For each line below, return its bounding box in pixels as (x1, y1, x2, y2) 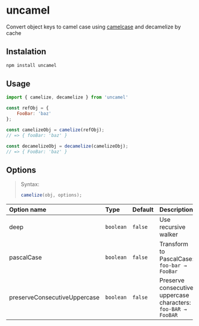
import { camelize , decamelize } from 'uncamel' (6, 94, 129, 101)
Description (159, 206, 194, 214)
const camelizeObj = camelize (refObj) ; (6, 127, 105, 133)
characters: (159, 299, 191, 307)
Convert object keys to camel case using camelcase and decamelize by (6, 23, 181, 30)
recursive (159, 223, 185, 231)
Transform (159, 240, 188, 248)
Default (132, 206, 154, 214)
